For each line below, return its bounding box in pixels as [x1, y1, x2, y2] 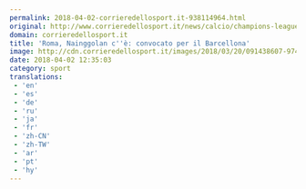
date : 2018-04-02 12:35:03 [9, 55, 112, 65]
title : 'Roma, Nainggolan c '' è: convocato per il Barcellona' [9, 38, 250, 48]
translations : [9, 73, 64, 82]
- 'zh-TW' [13, 140, 51, 149]
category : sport [9, 65, 71, 74]
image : [9, 47, 35, 56]
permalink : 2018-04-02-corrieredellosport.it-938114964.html [9, 13, 247, 23]
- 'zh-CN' [13, 132, 51, 141]
